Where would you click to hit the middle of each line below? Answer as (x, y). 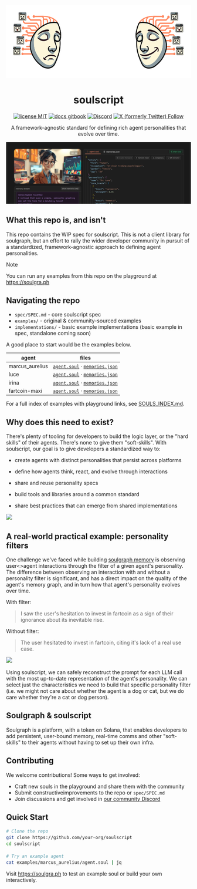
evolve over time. (98, 134)
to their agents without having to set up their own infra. (88, 742)
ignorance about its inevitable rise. (62, 620)
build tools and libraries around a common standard (77, 494)
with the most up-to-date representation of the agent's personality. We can (97, 679)
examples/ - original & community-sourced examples (78, 321)
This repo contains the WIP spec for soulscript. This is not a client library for (98, 234)
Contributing (30, 761)
